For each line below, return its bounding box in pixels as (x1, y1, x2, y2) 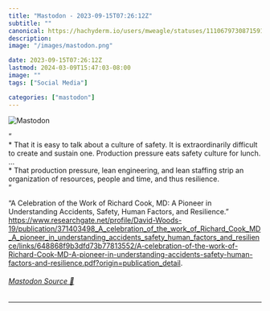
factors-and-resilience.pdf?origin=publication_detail (8, 258, 181, 267)
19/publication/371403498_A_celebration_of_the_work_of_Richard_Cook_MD (8, 223, 261, 234)
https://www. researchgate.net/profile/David (8, 215, 153, 225)
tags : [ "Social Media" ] (8, 78, 88, 87)
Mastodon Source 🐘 (8, 276, 75, 286)
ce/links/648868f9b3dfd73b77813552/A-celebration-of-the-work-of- (8, 241, 239, 251)
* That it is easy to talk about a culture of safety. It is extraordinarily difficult (8, 139, 258, 149)
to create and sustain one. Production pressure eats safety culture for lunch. (8, 148, 261, 158)
